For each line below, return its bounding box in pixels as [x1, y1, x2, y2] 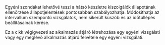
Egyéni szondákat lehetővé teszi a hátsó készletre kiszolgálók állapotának [5, 4, 156, 10]
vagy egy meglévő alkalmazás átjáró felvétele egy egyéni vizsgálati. [5, 34, 144, 40]
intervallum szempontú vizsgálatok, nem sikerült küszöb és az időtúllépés [5, 15, 156, 20]
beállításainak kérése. [5, 20, 50, 25]
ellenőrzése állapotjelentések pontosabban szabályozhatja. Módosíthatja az [5, 9, 160, 15]
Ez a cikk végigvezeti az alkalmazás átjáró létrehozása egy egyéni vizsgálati [5, 29, 160, 35]
